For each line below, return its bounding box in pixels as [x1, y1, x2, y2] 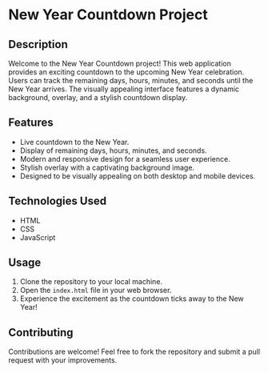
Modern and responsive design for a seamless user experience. [19, 154, 230, 163]
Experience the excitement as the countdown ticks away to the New [19, 294, 244, 303]
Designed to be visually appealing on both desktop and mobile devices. [19, 170, 256, 181]
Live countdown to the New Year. [19, 137, 130, 146]
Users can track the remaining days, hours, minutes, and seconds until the [8, 76, 254, 85]
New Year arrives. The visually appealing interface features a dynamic [8, 84, 240, 94]
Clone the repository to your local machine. [19, 277, 162, 287]
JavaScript [19, 232, 56, 242]
